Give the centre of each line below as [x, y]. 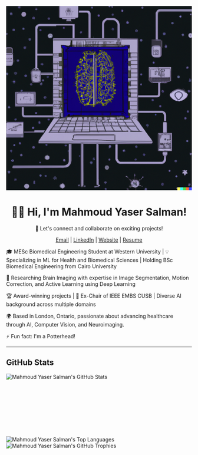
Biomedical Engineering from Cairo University [61, 266]
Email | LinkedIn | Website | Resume [99, 240]
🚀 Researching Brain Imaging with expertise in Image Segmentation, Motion [98, 278]
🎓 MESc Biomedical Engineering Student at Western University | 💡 [88, 251]
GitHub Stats [30, 363]
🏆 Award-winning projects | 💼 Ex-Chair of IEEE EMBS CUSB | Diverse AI [94, 296]
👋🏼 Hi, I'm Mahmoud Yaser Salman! [99, 212]
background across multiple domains [51, 304]
